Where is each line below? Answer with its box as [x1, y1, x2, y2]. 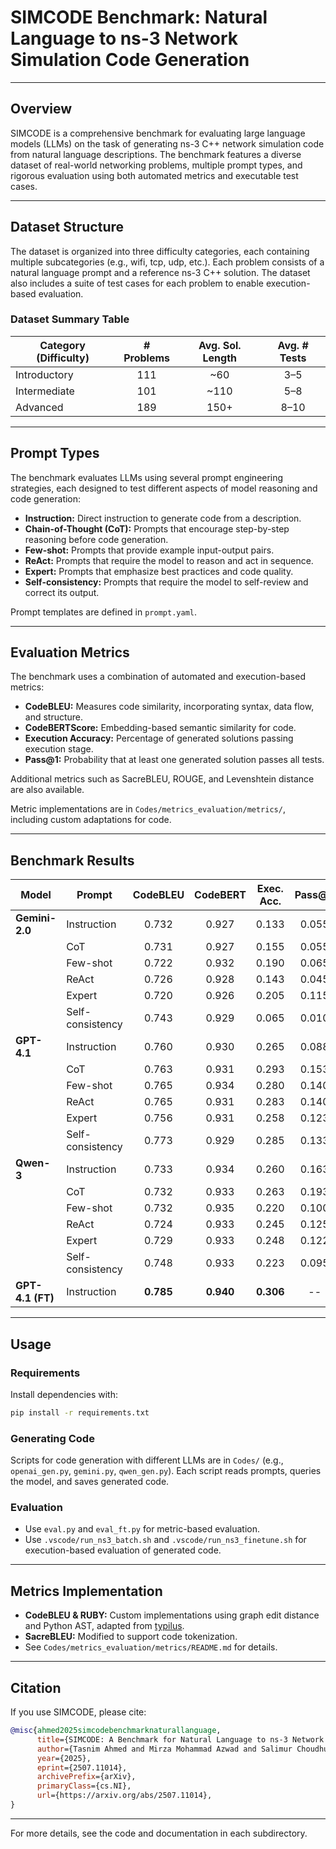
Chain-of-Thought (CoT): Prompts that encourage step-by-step [24, 522, 290, 535]
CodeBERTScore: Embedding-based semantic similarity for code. [24, 722, 297, 734]
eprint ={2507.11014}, [36, 1762, 128, 1773]
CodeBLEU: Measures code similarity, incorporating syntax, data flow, [24, 701, 315, 713]
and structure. [24, 711, 84, 723]
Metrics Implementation [10, 1582, 163, 1600]
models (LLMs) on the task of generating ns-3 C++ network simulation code [10, 137, 325, 150]
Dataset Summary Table [10, 312, 130, 326]
